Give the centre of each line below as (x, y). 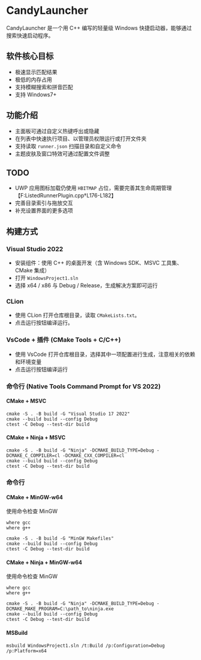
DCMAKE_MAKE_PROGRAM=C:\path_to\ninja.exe (60, 609)
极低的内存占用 (33, 79)
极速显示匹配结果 (36, 72)
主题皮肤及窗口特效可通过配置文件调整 (62, 154)
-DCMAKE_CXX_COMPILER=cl (94, 455)
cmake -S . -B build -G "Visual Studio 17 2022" (68, 414)
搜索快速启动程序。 (30, 35)
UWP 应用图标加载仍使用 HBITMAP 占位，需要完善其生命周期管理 (93, 188)
